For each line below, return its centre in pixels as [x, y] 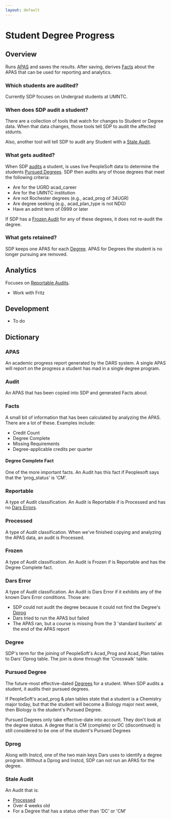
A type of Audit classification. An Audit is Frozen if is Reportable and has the [86, 562]
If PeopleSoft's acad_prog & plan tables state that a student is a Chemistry [83, 698]
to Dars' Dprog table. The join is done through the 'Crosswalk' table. [77, 659]
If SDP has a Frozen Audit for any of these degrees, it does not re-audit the [84, 219]
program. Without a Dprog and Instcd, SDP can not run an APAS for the [80, 760]
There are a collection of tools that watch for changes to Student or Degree [84, 121]
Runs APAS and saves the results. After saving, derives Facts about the [80, 67]
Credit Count [26, 433]
